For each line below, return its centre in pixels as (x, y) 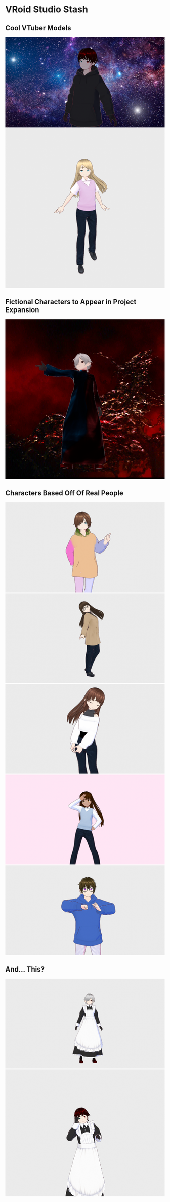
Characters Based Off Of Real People (65, 493)
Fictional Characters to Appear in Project (71, 302)
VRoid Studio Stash (47, 9)
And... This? (25, 969)
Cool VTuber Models (38, 28)
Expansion (22, 310)
